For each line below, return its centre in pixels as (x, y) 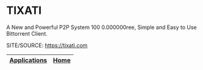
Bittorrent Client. (27, 33)
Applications (28, 60)
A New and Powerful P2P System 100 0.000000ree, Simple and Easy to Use (101, 27)
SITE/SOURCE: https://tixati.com (47, 45)
